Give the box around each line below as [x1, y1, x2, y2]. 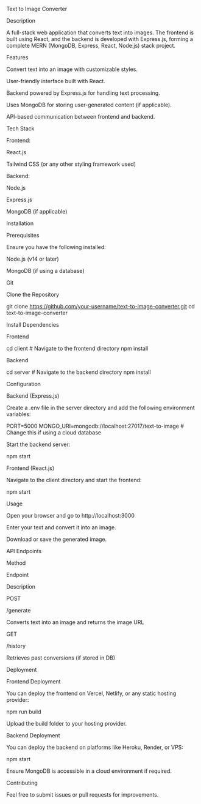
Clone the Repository [6, 291, 60, 298]
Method [6, 559, 26, 567]
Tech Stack [6, 125, 35, 132]
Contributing [6, 780, 38, 786]
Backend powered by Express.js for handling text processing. [6, 89, 160, 97]
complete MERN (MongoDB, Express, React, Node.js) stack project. [6, 42, 175, 49]
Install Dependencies [6, 321, 59, 328]
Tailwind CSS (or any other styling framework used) [6, 160, 136, 168]
